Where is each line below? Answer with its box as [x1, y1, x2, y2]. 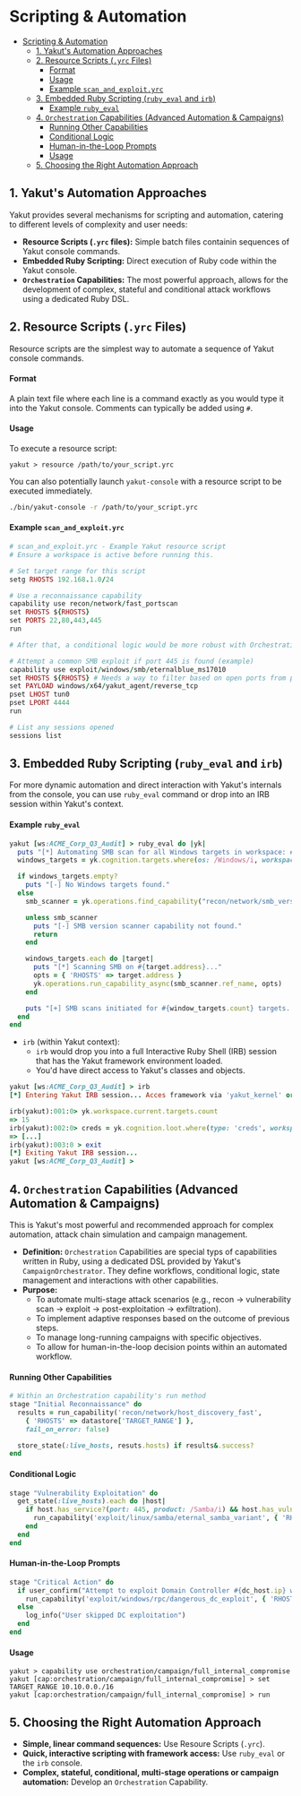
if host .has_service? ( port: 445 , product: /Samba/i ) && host [25, 1505, 258, 1515]
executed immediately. [9, 486, 92, 496]
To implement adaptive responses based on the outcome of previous [35, 1313, 290, 1323]
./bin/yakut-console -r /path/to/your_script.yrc [9, 503, 199, 511]
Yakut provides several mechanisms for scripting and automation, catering [9, 209, 284, 220]
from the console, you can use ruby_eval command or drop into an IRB [9, 789, 271, 800]
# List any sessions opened [9, 723, 115, 732]
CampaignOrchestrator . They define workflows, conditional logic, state [21, 1266, 280, 1276]
